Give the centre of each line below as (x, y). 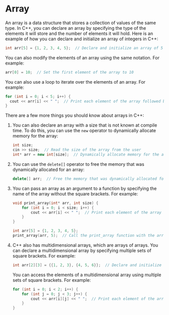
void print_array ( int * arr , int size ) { (55, 203)
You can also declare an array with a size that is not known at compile (85, 125)
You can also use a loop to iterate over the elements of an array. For (75, 82)
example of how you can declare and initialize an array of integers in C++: (82, 39)
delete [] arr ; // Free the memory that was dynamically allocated (84, 179)
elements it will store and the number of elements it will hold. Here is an (79, 33)
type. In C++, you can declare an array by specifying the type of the (76, 28)
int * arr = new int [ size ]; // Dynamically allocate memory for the (86, 155)
